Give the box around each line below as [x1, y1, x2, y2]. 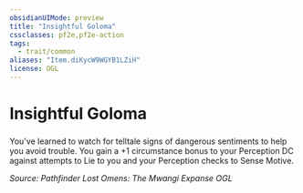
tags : [9, 38, 30, 48]
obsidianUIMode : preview [9, 13, 104, 23]
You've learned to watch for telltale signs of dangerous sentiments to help [9, 136, 287, 147]
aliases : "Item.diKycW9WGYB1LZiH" [9, 56, 141, 65]
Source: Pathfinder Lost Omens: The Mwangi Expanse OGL [9, 172, 233, 183]
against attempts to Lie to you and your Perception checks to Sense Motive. [9, 155, 295, 166]
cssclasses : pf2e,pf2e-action [9, 30, 125, 39]
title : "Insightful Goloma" [9, 22, 117, 31]
